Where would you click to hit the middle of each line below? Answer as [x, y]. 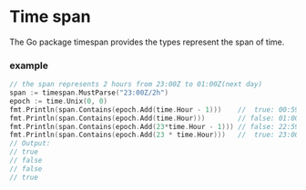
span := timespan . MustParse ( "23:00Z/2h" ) [89, 93]
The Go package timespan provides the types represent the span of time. [147, 42]
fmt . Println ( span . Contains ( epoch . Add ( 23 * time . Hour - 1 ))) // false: [142, 126]
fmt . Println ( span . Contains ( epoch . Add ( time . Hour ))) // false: [142, 118]
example [29, 65]
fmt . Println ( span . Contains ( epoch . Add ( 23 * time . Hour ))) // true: [142, 135]
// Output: [30, 144]
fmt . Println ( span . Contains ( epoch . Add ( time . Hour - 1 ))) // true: [142, 110]
